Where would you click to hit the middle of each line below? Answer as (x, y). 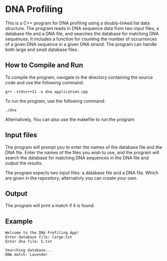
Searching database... (29, 251)
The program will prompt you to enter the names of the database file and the (84, 147)
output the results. (24, 163)
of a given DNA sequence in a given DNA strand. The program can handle (81, 44)
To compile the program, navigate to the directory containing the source (79, 77)
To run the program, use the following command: (55, 101)
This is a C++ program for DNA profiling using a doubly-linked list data (78, 23)
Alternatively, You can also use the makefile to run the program (70, 119)
